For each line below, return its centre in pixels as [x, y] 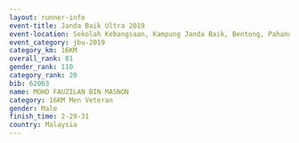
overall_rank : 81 [41, 59]
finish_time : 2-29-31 [49, 116]
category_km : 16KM [43, 51]
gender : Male [33, 108]
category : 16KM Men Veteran [61, 100]
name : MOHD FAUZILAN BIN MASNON [69, 91]
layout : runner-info [48, 17]
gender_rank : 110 [41, 68]
